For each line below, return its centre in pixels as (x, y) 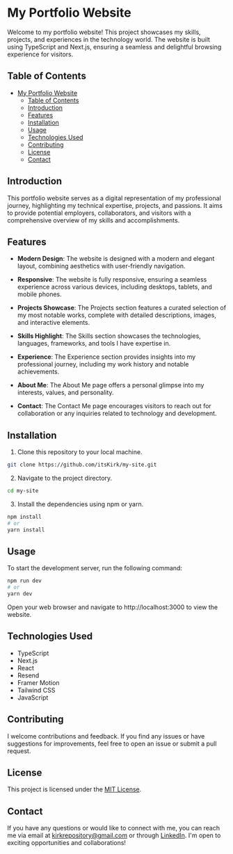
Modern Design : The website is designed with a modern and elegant (116, 259)
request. (19, 751)
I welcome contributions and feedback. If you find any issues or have (106, 736)
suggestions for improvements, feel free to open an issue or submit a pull (112, 743)
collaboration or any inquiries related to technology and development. (117, 413)
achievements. (38, 372)
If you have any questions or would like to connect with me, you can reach (114, 828)
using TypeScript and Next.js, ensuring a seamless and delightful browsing (114, 47)
